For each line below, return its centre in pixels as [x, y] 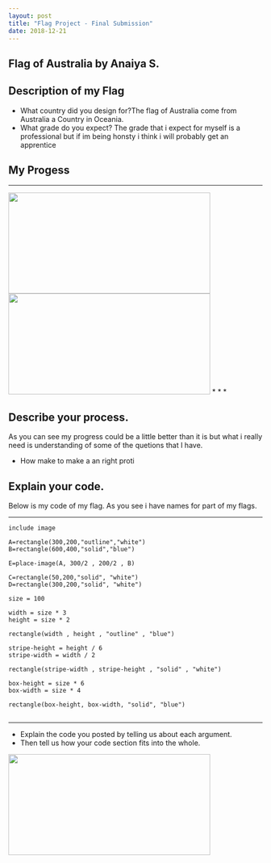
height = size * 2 [39, 620]
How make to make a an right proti [77, 461]
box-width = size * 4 [45, 691]
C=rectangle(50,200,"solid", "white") [73, 578]
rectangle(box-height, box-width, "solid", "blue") [97, 705]
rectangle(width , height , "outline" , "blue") [92, 635]
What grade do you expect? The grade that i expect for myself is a [130, 128]
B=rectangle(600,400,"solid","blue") [72, 550]
